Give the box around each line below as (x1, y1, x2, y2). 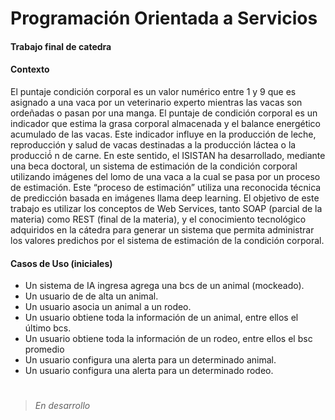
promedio (24, 343, 65, 356)
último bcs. (24, 322, 72, 334)
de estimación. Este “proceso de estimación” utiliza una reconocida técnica (10, 181, 322, 193)
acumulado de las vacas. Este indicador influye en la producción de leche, (10, 128, 317, 140)
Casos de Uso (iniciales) (10, 257, 113, 269)
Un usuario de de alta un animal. (24, 290, 159, 302)
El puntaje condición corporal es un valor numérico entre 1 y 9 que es (10, 85, 297, 97)
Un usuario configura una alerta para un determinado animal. (24, 354, 277, 366)
